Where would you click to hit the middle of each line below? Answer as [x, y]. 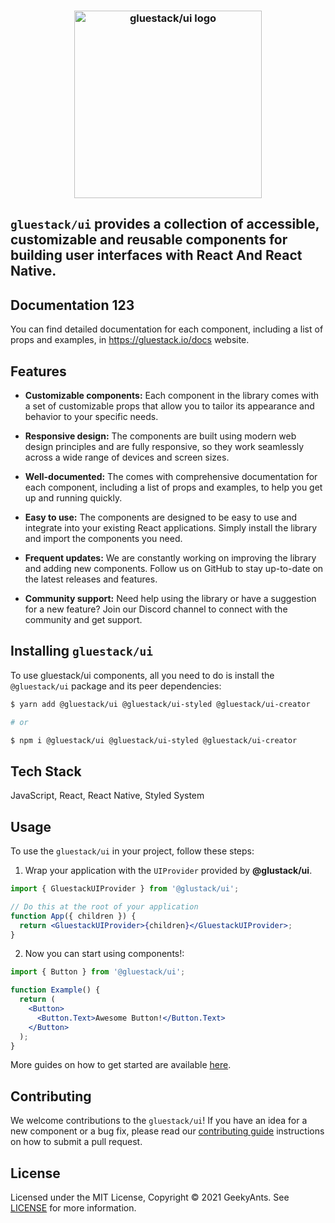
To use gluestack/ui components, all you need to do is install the [142, 675]
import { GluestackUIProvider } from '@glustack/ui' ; [125, 889]
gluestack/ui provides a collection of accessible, [165, 224]
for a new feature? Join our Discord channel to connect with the [156, 609]
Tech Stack [46, 771]
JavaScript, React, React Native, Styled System [107, 796]
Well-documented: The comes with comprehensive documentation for [171, 476]
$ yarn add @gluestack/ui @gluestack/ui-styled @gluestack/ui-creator [160, 704]
